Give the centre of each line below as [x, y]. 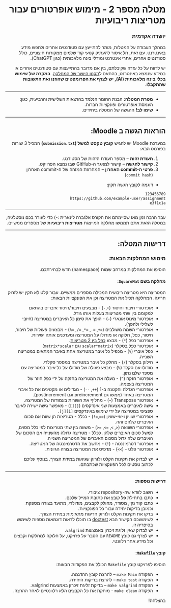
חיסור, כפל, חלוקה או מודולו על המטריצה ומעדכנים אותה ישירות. [92, 335]
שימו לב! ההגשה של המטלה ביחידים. [117, 110]
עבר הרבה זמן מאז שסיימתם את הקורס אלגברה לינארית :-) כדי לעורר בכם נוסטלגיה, [86, 217]
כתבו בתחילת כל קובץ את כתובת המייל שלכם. [109, 498]
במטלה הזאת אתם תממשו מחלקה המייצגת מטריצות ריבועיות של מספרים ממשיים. [86, 223]
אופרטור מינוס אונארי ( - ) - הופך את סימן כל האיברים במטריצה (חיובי [88, 319]
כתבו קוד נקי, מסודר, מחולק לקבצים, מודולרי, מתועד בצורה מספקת [89, 503]
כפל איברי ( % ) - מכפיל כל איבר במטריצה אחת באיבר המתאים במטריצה [85, 351]
